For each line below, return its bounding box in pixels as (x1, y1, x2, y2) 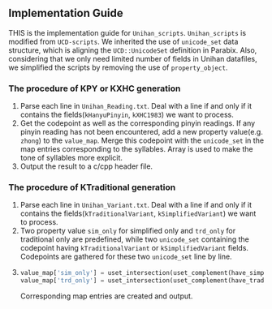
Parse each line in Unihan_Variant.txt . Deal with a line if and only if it (19, 200, 253, 210)
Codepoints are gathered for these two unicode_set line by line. (19, 251, 233, 262)
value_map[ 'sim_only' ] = (19, 269, 105, 277)
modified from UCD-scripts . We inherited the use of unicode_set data (8, 36, 239, 46)
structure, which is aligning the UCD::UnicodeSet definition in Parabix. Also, (8, 45, 257, 55)
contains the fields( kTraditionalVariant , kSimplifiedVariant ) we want (19, 208, 257, 218)
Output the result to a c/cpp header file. (19, 161, 153, 171)
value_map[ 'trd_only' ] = (19, 277, 105, 285)
